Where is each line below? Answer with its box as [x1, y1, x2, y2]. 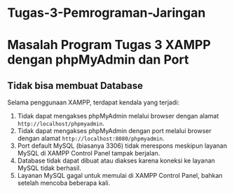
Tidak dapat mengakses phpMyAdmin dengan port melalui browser [17, 127, 212, 135]
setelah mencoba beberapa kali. [17, 179, 111, 187]
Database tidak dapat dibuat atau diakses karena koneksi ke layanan [17, 156, 216, 165]
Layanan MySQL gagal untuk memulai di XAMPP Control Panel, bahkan [17, 172, 223, 180]
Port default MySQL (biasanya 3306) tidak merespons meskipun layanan [17, 141, 228, 150]
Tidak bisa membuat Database [7, 79, 144, 92]
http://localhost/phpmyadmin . [17, 119, 105, 127]
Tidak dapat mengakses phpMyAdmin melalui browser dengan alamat [17, 112, 219, 120]
